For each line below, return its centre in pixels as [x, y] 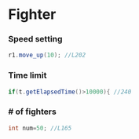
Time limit [27, 75]
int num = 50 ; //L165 [40, 128]
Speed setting [35, 39]
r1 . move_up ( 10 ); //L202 [47, 55]
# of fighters [32, 112]
